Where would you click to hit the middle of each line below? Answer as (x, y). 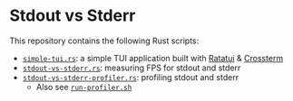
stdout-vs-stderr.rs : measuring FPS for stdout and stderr (132, 68)
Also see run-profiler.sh (84, 87)
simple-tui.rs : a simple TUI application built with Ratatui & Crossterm (153, 58)
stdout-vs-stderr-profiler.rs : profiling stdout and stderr (130, 77)
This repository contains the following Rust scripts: (104, 41)
